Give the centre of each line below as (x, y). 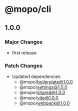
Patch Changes (24, 65)
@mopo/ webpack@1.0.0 (44, 103)
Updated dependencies (36, 76)
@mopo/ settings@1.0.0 (43, 87)
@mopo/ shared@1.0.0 (42, 92)
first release (24, 52)
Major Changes (24, 42)
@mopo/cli (28, 9)
